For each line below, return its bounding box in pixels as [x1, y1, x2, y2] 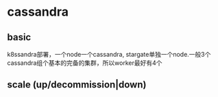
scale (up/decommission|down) [7, 79, 147, 91]
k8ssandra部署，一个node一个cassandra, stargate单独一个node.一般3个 [7, 51, 211, 58]
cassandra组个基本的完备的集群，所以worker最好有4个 [7, 59, 162, 67]
